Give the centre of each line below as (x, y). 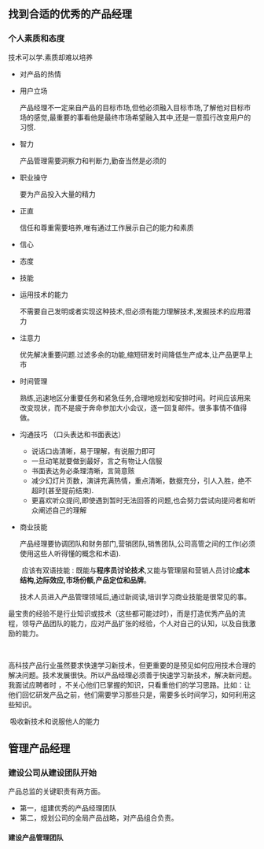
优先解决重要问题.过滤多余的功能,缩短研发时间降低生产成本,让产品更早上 (136, 354)
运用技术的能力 (44, 295)
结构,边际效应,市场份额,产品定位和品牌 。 (85, 580)
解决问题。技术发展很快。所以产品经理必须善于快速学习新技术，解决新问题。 (132, 675)
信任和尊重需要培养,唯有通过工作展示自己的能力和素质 (106, 228)
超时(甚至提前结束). (62, 490)
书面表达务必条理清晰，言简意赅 (83, 470)
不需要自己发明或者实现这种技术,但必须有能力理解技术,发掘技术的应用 (132, 311)
